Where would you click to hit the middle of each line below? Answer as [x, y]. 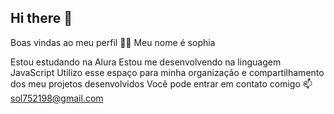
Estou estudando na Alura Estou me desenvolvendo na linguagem [146, 62]
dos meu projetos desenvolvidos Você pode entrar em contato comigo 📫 [161, 83]
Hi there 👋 [41, 18]
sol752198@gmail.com [57, 98]
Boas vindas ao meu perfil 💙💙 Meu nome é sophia [113, 42]
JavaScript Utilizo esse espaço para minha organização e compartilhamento [167, 72]
